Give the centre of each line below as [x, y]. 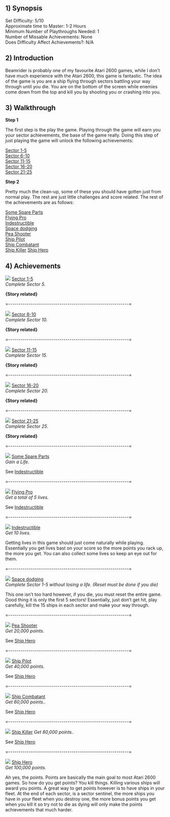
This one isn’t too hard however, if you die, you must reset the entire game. [83, 594]
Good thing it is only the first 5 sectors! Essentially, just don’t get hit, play [81, 600]
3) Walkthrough [30, 108]
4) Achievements [33, 266]
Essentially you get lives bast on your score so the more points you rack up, [84, 548]
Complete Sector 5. [25, 284]
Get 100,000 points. [26, 768]
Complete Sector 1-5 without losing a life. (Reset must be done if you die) [82, 585]
